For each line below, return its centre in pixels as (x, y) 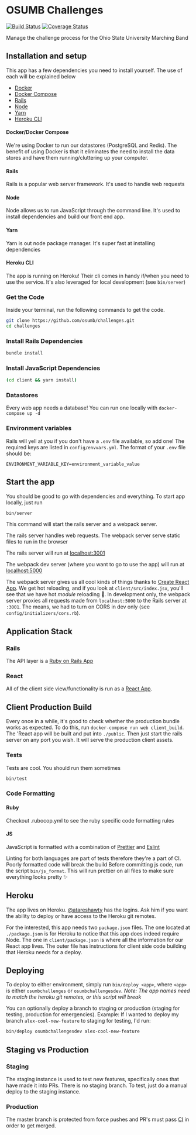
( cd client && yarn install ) (42, 380)
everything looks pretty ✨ (37, 877)
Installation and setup (47, 56)
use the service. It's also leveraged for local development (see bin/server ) (96, 282)
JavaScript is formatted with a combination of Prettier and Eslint (83, 847)
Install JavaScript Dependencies (53, 368)
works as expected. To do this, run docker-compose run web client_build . (95, 728)
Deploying (25, 970)
